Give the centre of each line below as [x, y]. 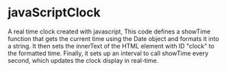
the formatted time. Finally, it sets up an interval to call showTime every [108, 53]
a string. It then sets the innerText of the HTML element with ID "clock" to [111, 46]
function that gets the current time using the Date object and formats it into [114, 38]
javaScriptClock [54, 13]
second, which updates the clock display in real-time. [83, 60]
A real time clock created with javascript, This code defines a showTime [109, 31]
